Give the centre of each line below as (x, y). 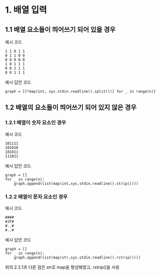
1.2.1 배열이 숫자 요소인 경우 (36, 123)
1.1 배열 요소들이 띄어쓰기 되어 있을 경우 (60, 29)
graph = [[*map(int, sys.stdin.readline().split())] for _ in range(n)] (80, 92)
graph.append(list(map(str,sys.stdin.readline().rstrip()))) (77, 257)
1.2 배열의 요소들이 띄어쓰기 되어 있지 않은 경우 (71, 108)
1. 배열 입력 (26, 10)
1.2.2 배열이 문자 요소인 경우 (36, 197)
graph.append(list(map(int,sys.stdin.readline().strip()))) (76, 183)
